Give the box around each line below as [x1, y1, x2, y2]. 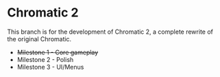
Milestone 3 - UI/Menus [16, 63, 84, 71]
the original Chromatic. [7, 34, 72, 43]
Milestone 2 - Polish [16, 55, 74, 63]
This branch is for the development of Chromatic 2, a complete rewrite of [7, 27, 214, 36]
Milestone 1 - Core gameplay [16, 48, 99, 56]
